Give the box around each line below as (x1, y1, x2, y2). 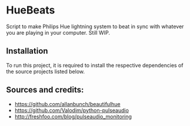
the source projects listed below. (6, 68, 85, 75)
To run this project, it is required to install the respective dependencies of (6, 62, 184, 69)
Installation (6, 46, 48, 56)
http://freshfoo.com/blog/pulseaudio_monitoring (14, 113, 132, 120)
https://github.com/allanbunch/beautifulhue (14, 100, 121, 107)
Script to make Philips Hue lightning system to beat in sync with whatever (6, 23, 184, 30)
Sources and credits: (6, 85, 84, 95)
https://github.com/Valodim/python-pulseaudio (14, 107, 129, 114)
